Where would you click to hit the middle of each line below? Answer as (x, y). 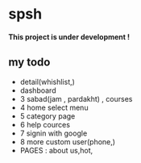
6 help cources (45, 124)
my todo (29, 63)
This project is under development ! (69, 36)
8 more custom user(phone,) (67, 141)
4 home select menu (54, 107)
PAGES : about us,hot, (56, 150)
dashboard (38, 90)
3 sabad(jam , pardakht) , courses (76, 98)
